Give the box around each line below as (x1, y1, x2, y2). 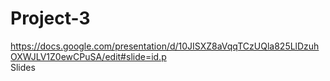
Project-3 (10, 7, 91, 30)
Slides (10, 61, 36, 73)
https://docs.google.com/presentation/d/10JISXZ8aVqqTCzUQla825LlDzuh (10, 40, 320, 52)
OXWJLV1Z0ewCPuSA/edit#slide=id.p (10, 50, 167, 62)
